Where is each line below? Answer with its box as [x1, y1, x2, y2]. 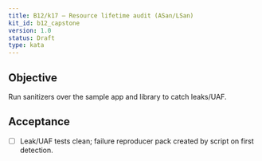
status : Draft [8, 33, 56, 42]
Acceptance [8, 115, 70, 128]
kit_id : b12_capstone [8, 19, 80, 27]
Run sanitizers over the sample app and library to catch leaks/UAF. [8, 92, 227, 101]
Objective [8, 71, 58, 84]
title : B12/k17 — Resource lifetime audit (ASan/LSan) [8, 11, 194, 20]
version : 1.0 [8, 26, 52, 34]
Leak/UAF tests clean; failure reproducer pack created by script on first [19, 136, 255, 146]
